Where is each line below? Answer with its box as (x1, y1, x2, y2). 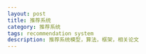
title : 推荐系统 (7, 17, 51, 24)
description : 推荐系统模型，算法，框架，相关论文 (7, 36, 140, 43)
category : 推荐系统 (7, 23, 61, 30)
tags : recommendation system (7, 29, 94, 37)
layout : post (7, 10, 46, 18)
